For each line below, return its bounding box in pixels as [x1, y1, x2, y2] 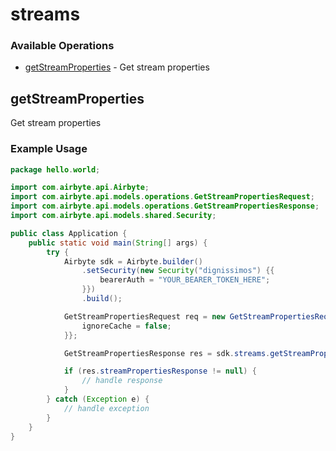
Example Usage [10, 142, 88, 156]
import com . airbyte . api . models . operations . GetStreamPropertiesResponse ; [10, 201, 320, 212]
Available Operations [10, 39, 115, 53]
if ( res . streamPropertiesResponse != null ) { [63, 366, 257, 377]
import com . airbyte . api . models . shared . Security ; [10, 211, 217, 221]
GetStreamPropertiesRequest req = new [63, 311, 226, 322]
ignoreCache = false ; [81, 321, 172, 331]
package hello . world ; [10, 164, 101, 175]
